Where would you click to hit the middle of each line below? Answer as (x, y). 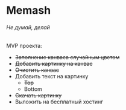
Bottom (33, 89)
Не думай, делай (28, 27)
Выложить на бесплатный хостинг (59, 102)
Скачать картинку (38, 96)
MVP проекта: (24, 46)
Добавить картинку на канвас (54, 64)
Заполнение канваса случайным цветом (67, 57)
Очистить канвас (37, 70)
